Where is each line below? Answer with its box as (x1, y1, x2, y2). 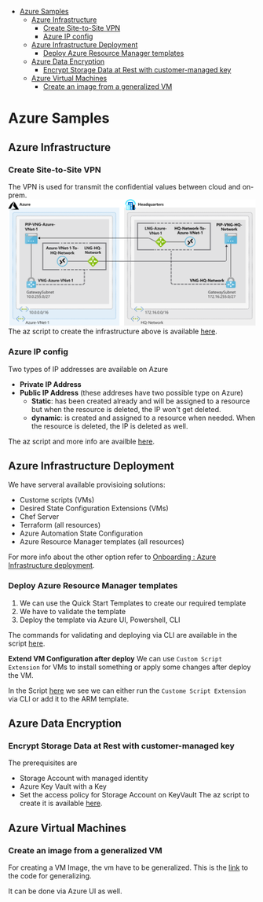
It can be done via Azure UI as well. (8, 886, 123, 896)
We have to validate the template (19, 606, 126, 616)
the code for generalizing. (8, 871, 92, 881)
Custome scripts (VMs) (19, 495, 95, 505)
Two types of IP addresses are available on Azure (8, 364, 169, 374)
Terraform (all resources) (19, 521, 101, 530)
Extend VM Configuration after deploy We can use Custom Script (8, 653, 222, 663)
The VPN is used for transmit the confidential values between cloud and (8, 182, 241, 191)
